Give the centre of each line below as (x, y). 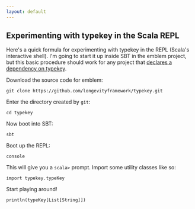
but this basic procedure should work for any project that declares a (89, 62)
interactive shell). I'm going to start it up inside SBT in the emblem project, (96, 56)
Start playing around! (32, 189)
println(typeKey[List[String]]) (46, 200)
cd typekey (20, 113)
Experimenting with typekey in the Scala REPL (93, 36)
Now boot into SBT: (30, 124)
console (16, 157)
